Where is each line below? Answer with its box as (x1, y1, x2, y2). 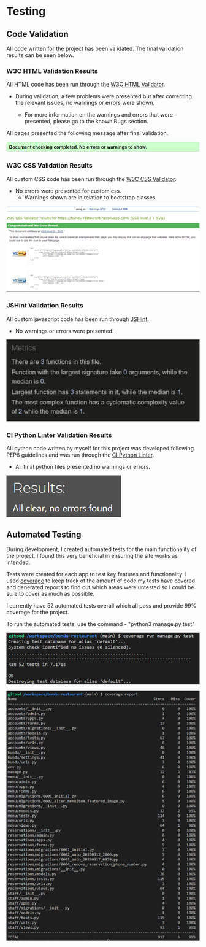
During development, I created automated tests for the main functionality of (6, 546, 197, 553)
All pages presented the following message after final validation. (6, 129, 169, 137)
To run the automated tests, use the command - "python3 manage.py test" (6, 620, 195, 628)
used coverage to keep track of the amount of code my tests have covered (6, 577, 195, 584)
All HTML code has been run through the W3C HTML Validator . (6, 81, 166, 88)
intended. (6, 559, 31, 566)
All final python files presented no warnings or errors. (15, 463, 150, 471)
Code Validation (6, 29, 69, 39)
